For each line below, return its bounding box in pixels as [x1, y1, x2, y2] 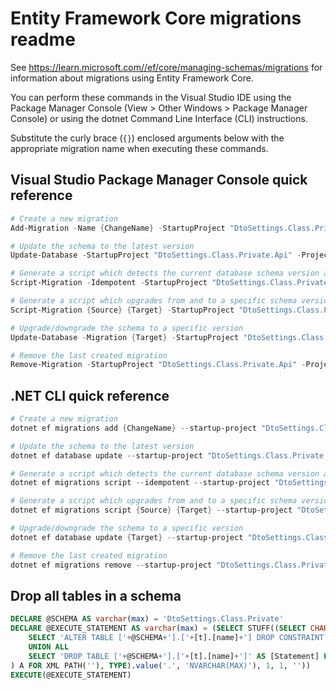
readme [10, 28, 76, 51]
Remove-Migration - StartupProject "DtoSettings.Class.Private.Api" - [10, 360, 307, 370]
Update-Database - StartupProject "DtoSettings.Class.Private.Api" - [10, 250, 302, 261]
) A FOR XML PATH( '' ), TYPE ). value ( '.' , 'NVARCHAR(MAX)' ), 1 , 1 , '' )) [10, 660, 311, 671]
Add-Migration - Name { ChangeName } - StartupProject [10, 223, 226, 233]
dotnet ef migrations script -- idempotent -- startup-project [10, 478, 271, 488]
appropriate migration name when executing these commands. [10, 142, 269, 154]
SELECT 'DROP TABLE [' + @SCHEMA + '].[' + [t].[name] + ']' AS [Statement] [28, 651, 320, 661]
